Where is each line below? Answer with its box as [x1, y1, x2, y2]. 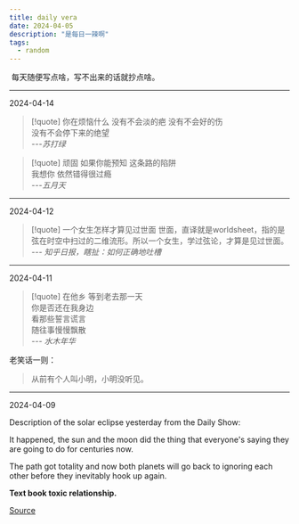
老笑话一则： [9, 355, 56, 365]
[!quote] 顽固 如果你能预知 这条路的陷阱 [30, 158, 176, 168]
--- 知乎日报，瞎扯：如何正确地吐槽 [30, 247, 162, 258]
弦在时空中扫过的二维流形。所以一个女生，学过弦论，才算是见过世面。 [30, 235, 289, 246]
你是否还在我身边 [30, 302, 94, 313]
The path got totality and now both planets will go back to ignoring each [9, 461, 273, 472]
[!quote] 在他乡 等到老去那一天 [30, 291, 143, 302]
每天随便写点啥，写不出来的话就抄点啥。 [11, 72, 160, 83]
